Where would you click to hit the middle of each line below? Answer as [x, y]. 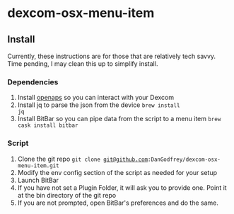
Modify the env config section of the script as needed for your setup [117, 172]
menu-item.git [38, 165]
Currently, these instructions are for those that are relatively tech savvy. [112, 56]
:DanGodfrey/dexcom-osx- [184, 159]
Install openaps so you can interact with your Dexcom [96, 98]
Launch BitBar [38, 180]
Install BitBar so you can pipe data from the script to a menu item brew [119, 119]
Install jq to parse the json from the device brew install [99, 105]
